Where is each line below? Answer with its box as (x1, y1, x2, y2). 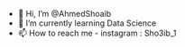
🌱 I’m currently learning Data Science (17, 18, 157, 28)
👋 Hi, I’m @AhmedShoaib (17, 9, 112, 19)
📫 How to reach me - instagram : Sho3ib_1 (17, 27, 177, 38)
